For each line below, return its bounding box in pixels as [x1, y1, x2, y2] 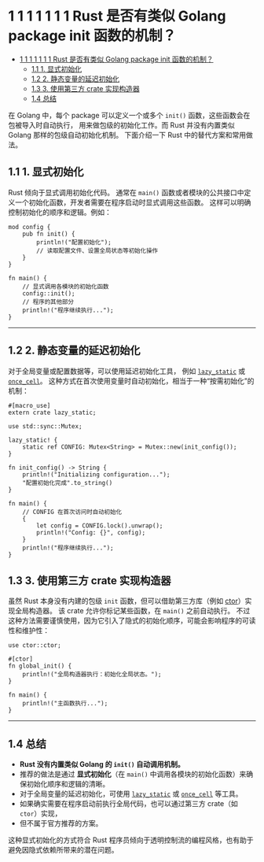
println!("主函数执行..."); [22, 700, 108, 708]
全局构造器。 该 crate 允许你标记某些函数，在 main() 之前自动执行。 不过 [14, 606, 251, 616]
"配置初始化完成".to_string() [22, 479, 113, 486]
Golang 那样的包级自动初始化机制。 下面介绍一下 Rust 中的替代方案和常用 [8, 130, 246, 139]
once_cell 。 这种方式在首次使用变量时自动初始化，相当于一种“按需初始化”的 [8, 376, 255, 386]
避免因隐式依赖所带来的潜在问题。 [8, 845, 119, 855]
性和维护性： [8, 626, 49, 635]
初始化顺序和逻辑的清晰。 [26, 779, 110, 789]
